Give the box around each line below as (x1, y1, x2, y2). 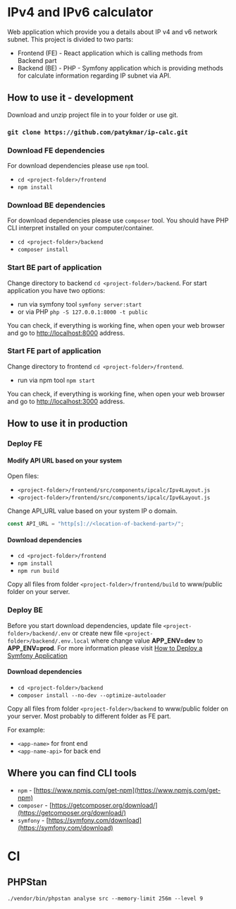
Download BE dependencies (7, 200, 106, 210)
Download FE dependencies (7, 145, 105, 155)
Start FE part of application (7, 346, 101, 356)
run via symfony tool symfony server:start (17, 299, 142, 308)
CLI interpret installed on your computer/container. (7, 224, 154, 232)
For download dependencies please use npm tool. (7, 161, 149, 170)
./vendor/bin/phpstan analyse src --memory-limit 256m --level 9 (7, 895, 203, 902)
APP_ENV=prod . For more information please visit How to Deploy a (7, 643, 203, 652)
